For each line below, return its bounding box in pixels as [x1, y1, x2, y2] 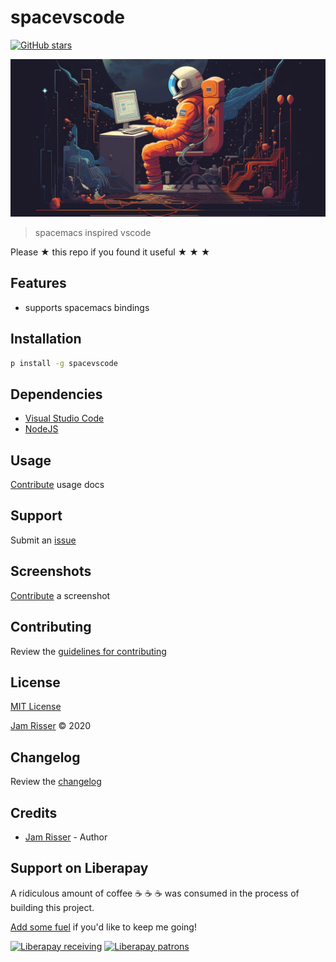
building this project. [10, 901, 95, 913]
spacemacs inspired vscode [34, 226, 152, 238]
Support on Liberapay [10, 860, 149, 877]
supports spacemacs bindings [24, 301, 150, 313]
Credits [10, 804, 58, 821]
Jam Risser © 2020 [10, 720, 92, 732]
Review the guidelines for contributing [10, 645, 167, 657]
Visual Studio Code [24, 412, 105, 425]
